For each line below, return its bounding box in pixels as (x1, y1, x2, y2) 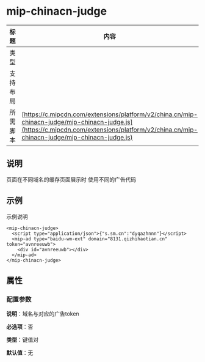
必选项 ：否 (6, 323, 34, 331)
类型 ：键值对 (6, 336, 38, 344)
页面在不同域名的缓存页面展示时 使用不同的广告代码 (6, 175, 136, 183)
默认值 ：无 (6, 349, 34, 356)
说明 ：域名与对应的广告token (6, 310, 79, 317)
